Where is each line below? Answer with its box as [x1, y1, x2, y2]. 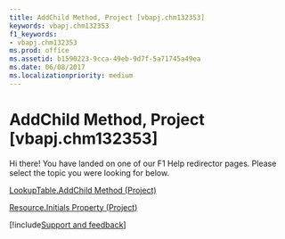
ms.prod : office [9, 46, 69, 55]
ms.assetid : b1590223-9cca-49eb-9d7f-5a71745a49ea [9, 54, 201, 63]
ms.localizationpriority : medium [9, 71, 134, 80]
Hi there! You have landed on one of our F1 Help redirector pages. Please [9, 158, 277, 169]
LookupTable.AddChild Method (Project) [9, 185, 158, 195]
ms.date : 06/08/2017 [9, 63, 86, 72]
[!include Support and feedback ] [9, 219, 126, 230]
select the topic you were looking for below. [9, 167, 170, 178]
